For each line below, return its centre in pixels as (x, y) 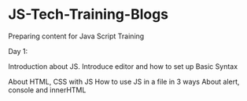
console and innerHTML (47, 90)
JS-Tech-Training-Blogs (88, 14)
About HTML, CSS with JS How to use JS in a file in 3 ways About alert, (124, 81)
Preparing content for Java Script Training (76, 36)
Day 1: (18, 51)
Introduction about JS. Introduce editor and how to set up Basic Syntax (123, 66)
